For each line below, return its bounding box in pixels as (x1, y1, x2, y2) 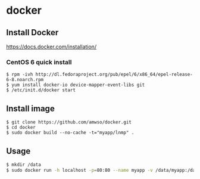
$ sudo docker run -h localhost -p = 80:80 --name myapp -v (6, 167, 153, 173)
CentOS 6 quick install (6, 58, 72, 66)
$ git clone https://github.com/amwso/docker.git (6, 119, 132, 125)
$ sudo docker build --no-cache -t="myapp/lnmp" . (6, 129, 135, 136)
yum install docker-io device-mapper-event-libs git (11, 82, 145, 88)
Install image (6, 103, 55, 113)
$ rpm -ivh (6, 72, 33, 78)
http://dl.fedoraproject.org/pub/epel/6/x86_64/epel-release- (35, 72, 193, 78)
